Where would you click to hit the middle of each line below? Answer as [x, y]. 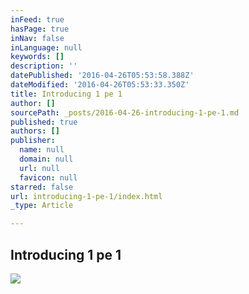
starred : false [42, 187]
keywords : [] [37, 57]
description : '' [44, 66]
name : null [42, 150]
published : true [44, 122]
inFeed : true [37, 19]
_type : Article [42, 206]
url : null [39, 168]
